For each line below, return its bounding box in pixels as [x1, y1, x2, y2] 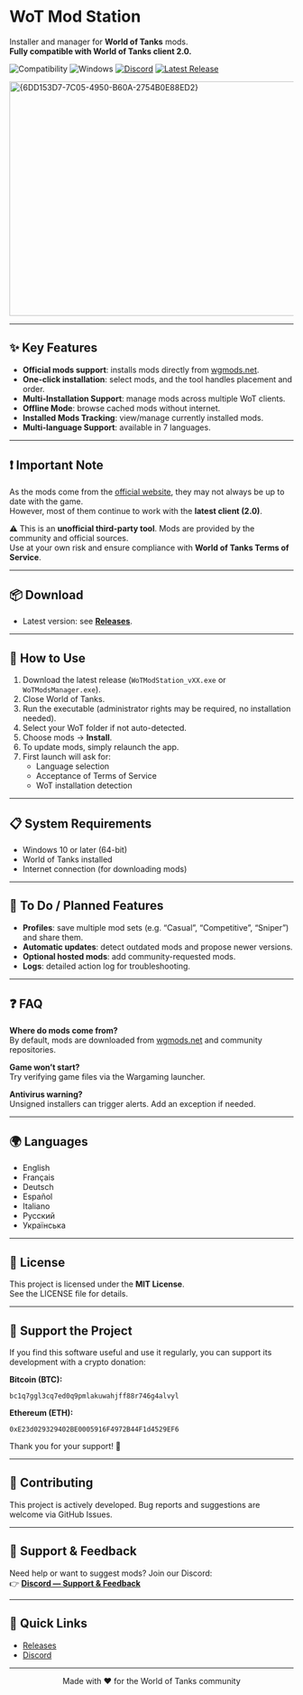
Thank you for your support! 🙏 [9, 1441, 122, 1452]
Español [22, 1191, 53, 1203]
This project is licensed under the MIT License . [9, 1278, 185, 1289]
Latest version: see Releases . [22, 616, 133, 627]
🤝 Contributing [9, 1475, 94, 1491]
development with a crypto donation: [9, 1357, 146, 1368]
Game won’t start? [9, 1062, 80, 1072]
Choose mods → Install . [22, 732, 113, 743]
